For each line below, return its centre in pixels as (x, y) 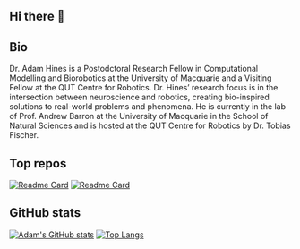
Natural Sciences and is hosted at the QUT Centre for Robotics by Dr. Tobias (150, 125)
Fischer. (24, 135)
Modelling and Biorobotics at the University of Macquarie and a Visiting (141, 78)
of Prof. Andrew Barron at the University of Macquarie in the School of (139, 116)
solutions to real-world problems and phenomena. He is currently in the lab (148, 107)
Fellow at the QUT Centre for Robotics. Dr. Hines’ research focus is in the (144, 88)
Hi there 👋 (37, 17)
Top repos (38, 163)
